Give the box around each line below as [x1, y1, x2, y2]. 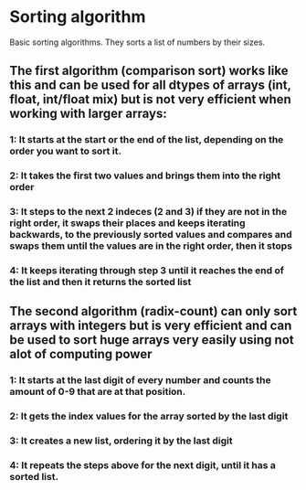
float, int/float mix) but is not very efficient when [9, 91, 292, 107]
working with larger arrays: [9, 106, 167, 122]
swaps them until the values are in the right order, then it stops [9, 240, 293, 252]
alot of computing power [9, 346, 153, 362]
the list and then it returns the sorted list [9, 276, 192, 289]
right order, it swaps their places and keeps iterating [9, 217, 246, 229]
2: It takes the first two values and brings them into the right [9, 169, 281, 182]
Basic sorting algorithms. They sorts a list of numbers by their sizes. [9, 37, 266, 48]
